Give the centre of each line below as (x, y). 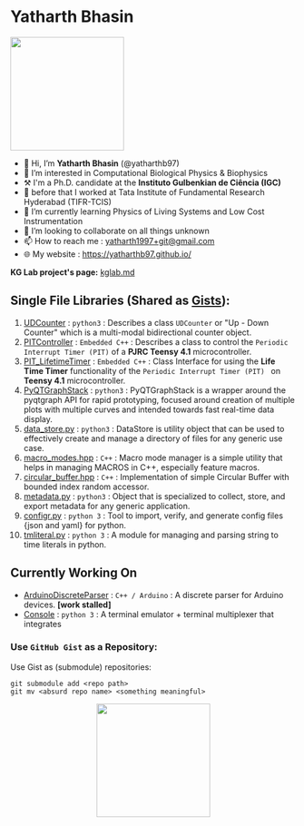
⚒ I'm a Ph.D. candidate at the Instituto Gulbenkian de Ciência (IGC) (152, 182)
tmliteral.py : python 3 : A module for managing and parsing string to (151, 535)
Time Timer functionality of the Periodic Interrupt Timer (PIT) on (152, 370)
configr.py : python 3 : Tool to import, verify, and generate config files (153, 516)
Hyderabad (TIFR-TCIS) (68, 202)
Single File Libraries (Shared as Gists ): (120, 301)
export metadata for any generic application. (107, 506)
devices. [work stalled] (67, 605)
